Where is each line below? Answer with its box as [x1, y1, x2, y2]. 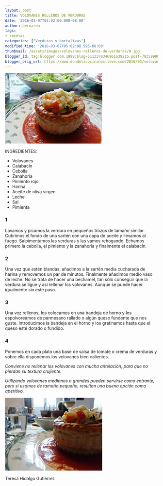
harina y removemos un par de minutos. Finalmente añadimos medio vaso [5, 271, 153, 277]
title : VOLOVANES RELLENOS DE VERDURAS [5, 13, 86, 18]
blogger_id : [5, 54, 29, 59]
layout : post [5, 8, 32, 13]
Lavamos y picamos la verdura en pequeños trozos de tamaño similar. [5, 227, 145, 233]
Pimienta [12, 204, 30, 210]
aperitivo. [5, 388, 24, 394]
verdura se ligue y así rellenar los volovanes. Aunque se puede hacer [5, 282, 143, 287]
